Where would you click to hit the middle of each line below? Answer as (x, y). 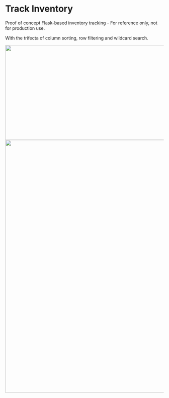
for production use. (25, 28)
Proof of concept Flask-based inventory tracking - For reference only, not (81, 23)
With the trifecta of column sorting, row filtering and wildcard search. (77, 38)
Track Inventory (39, 9)
